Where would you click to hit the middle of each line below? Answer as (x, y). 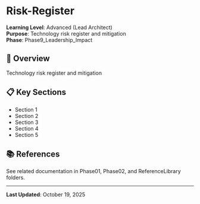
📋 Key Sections (36, 92)
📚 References (33, 154)
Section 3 (26, 122)
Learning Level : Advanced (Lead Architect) (60, 27)
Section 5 (26, 135)
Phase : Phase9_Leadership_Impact (49, 40)
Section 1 (26, 109)
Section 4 (26, 128)
